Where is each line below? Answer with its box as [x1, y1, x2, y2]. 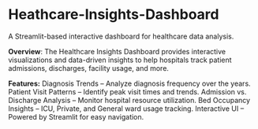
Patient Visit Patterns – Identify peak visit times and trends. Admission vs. [8, 87, 247, 96]
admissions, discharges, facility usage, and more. [8, 63, 170, 72]
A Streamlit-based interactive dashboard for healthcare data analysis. [8, 31, 234, 41]
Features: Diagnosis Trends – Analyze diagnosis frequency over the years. [8, 79, 251, 88]
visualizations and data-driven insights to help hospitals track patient [8, 55, 232, 64]
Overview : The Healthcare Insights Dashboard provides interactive [8, 46, 226, 56]
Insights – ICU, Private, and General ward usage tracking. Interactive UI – [8, 104, 245, 113]
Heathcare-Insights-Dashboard [8, 6, 219, 24]
